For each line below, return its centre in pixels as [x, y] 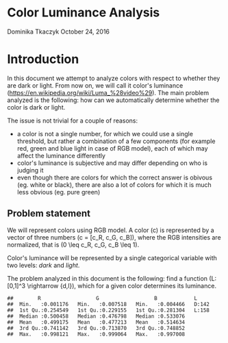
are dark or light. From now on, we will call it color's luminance [95, 85]
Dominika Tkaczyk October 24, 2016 [59, 31]
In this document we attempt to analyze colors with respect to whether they [114, 78]
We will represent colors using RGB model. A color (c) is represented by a [111, 230]
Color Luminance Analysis [84, 13]
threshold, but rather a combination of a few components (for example [116, 141]
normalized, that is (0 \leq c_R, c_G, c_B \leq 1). [73, 244]
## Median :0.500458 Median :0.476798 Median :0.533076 [96, 316]
